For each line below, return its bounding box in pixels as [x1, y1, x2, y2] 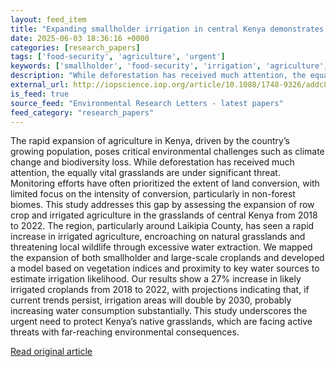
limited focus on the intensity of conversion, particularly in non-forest [10, 188, 296, 200]
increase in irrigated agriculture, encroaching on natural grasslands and [10, 231, 306, 243]
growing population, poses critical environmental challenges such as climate [10, 146, 325, 158]
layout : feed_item [10, 14, 87, 25]
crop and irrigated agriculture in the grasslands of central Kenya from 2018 [10, 209, 318, 221]
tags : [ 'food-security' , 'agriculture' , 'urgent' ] [10, 52, 226, 62]
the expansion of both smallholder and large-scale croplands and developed [10, 252, 325, 264]
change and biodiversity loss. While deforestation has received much [10, 156, 295, 168]
